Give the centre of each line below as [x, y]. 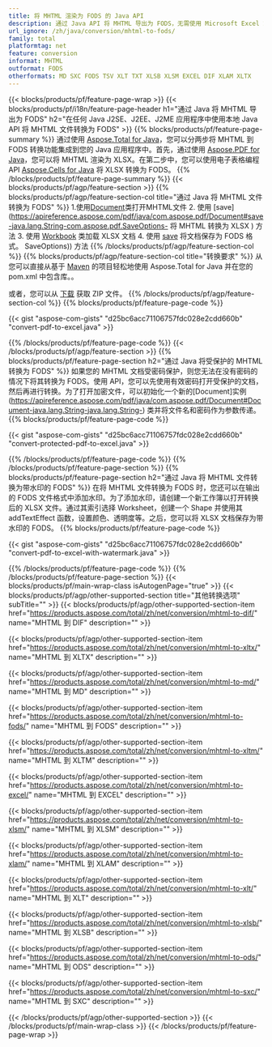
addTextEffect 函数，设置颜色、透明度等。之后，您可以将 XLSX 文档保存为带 [136, 517]
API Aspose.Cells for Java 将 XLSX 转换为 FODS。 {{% [99, 169]
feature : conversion [43, 53]
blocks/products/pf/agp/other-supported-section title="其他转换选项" [125, 595]
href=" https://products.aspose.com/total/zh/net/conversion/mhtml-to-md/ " [134, 682]
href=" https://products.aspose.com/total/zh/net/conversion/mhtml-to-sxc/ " [134, 991]
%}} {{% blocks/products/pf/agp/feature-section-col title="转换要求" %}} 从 [136, 256]
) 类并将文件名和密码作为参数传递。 [201, 410]
